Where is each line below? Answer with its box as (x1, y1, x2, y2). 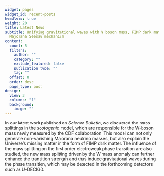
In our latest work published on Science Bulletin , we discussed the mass (5, 120, 150, 125)
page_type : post (9, 84, 42, 89)
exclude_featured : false (14, 61, 64, 66)
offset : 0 (9, 75, 29, 80)
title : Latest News (5, 25, 45, 30)
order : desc (9, 79, 34, 84)
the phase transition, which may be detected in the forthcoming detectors (5, 161, 153, 167)
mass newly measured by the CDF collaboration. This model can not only (5, 130, 152, 136)
